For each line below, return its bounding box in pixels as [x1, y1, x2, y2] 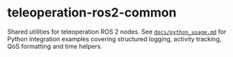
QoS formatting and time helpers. [7, 42, 103, 50]
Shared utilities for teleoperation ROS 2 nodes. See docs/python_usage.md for [7, 27, 227, 36]
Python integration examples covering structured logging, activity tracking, [7, 34, 222, 43]
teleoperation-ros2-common [7, 5, 177, 21]
